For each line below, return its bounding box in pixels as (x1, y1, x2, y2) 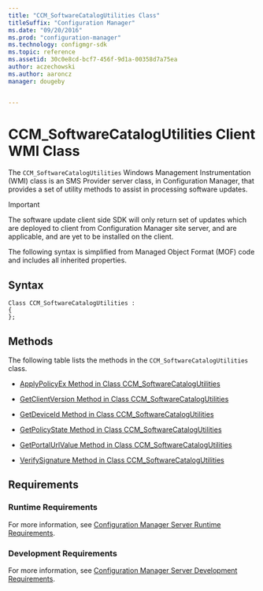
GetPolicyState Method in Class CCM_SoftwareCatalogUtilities (19, 425, 222, 434)
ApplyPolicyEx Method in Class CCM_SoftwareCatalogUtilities (19, 379, 220, 388)
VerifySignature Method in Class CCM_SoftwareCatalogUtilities (19, 455, 224, 465)
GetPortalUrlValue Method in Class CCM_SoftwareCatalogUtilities (19, 440, 232, 450)
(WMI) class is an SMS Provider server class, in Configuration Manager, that (8, 177, 254, 186)
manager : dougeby (8, 77, 65, 85)
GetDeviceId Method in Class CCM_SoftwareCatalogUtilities (19, 410, 214, 419)
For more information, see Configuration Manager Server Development (8, 566, 238, 575)
